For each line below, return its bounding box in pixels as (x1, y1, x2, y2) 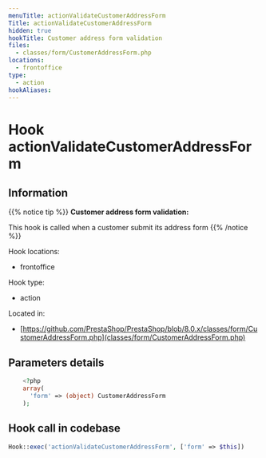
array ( (22, 384, 45, 392)
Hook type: (8, 277, 46, 288)
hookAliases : (8, 86, 52, 94)
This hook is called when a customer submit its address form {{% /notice (8, 223, 248, 233)
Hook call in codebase (8, 421, 121, 436)
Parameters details (8, 356, 105, 369)
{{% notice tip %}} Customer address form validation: (8, 207, 189, 217)
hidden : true (8, 26, 52, 34)
